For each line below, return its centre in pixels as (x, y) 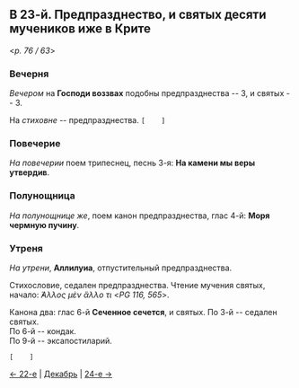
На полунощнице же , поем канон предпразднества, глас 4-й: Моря (140, 216)
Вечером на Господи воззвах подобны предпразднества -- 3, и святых (147, 93)
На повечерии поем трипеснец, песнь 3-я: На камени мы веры (132, 163)
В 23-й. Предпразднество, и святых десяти (138, 15)
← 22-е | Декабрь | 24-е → (61, 374)
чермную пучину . (44, 225)
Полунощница (42, 196)
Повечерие (35, 144)
